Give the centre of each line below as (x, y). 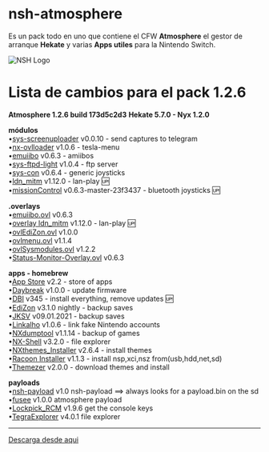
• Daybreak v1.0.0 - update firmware (68, 290)
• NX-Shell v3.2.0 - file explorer (60, 342)
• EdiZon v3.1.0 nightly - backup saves (71, 307)
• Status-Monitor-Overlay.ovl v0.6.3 (66, 258)
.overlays (24, 206)
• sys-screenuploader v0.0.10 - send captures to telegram (103, 138)
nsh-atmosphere (65, 14)
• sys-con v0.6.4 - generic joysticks (67, 172)
